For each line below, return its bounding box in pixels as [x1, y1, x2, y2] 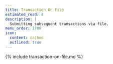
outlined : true [10, 40, 42, 45]
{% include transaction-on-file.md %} [5, 53, 83, 59]
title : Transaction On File [5, 7, 64, 12]
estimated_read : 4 [5, 12, 44, 17]
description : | [5, 16, 37, 21]
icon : [5, 30, 17, 35]
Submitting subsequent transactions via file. [10, 21, 109, 26]
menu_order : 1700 [5, 26, 42, 31]
